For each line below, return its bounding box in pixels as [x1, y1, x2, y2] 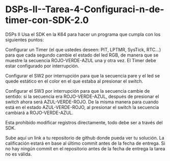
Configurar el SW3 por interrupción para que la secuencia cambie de [5, 88, 150, 94]
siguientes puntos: [5, 37, 44, 43]
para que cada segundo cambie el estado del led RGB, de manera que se [5, 52, 159, 58]
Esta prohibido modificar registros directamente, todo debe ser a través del [5, 119, 163, 125]
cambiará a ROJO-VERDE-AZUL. [5, 110, 74, 116]
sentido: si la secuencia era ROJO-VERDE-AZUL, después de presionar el [5, 93, 159, 99]
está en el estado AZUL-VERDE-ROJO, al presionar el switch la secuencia [5, 104, 159, 110]
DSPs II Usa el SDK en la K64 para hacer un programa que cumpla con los [5, 31, 161, 37]
